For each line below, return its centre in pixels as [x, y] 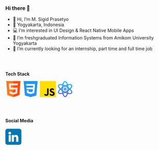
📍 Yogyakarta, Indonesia [38, 25]
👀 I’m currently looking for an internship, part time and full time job [82, 49]
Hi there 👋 [18, 8]
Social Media [19, 121]
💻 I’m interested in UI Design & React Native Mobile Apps [73, 31]
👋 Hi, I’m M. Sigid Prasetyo [41, 19]
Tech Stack [17, 74]
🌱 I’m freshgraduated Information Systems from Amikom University [83, 38]
